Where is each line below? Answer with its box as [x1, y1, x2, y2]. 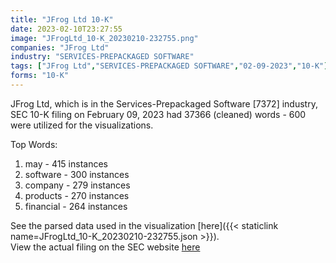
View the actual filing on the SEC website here [10, 241, 201, 253]
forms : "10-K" [10, 71, 70, 81]
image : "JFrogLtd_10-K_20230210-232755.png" [10, 33, 199, 43]
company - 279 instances [24, 179, 131, 191]
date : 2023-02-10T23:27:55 [10, 24, 123, 34]
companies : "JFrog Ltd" [10, 42, 110, 53]
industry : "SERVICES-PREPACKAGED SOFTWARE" [10, 52, 195, 62]
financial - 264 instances [24, 200, 128, 212]
